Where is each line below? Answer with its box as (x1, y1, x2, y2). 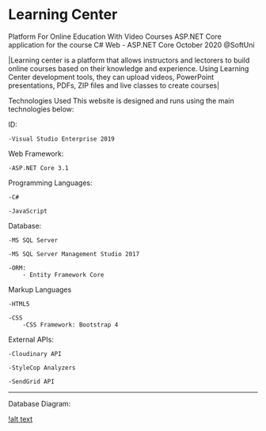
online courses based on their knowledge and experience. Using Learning (8, 63, 249, 73)
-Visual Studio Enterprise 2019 (8, 134, 115, 143)
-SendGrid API (8, 377, 55, 385)
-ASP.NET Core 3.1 (8, 164, 69, 172)
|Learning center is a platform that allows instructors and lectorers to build (8, 55, 250, 65)
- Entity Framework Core (22, 270, 104, 278)
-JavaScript (8, 207, 47, 215)
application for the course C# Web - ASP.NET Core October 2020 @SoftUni (8, 40, 255, 49)
